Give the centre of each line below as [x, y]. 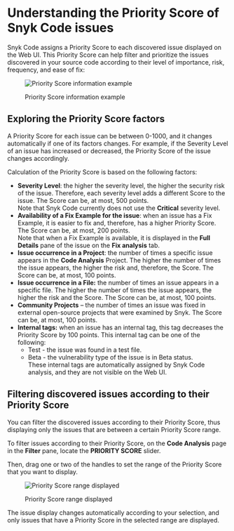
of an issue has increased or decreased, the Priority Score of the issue [109, 151]
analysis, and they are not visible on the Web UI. [97, 372]
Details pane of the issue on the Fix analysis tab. [88, 245]
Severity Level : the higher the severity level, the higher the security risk [121, 185]
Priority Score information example [75, 97]
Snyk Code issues [61, 28]
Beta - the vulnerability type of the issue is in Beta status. [110, 357]
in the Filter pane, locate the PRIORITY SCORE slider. [84, 450]
